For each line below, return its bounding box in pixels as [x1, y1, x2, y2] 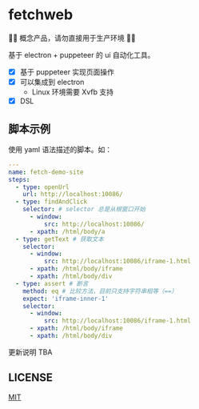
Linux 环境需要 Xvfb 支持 [31, 87, 114, 97]
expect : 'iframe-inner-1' [22, 295, 109, 303]
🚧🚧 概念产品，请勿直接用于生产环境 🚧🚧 [8, 33, 136, 42]
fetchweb [8, 6, 74, 24]
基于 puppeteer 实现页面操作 [19, 66, 114, 77]
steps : [8, 175, 30, 183]
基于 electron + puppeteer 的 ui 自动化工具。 [8, 50, 155, 59]
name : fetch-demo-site [8, 168, 84, 176]
